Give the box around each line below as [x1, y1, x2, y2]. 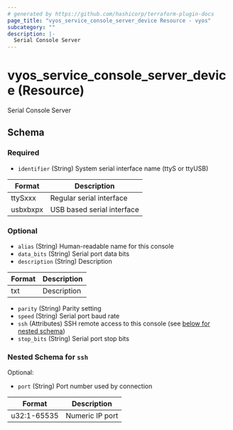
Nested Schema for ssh [7, 352, 89, 362]
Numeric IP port [65, 411, 119, 421]
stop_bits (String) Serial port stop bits [17, 335, 130, 343]
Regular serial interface [50, 193, 128, 203]
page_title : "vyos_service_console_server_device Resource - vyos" [7, 17, 212, 24]
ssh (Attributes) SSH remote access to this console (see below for [17, 319, 211, 328]
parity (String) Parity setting [17, 304, 102, 313]
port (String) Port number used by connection [17, 382, 153, 391]
